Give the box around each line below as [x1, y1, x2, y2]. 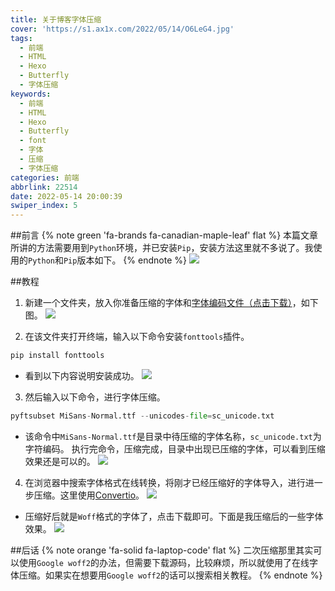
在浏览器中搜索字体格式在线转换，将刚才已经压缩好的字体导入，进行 [24, 476, 306, 488]
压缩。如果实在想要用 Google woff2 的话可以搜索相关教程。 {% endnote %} [18, 569, 323, 581]
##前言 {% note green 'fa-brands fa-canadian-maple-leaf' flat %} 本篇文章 [10, 229, 319, 241]
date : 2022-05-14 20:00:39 [10, 191, 123, 201]
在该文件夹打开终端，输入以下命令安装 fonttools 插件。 [24, 331, 250, 343]
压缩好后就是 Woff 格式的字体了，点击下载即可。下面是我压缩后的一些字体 [24, 510, 324, 522]
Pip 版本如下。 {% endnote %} [63, 254, 187, 266]
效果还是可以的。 [24, 455, 96, 467]
